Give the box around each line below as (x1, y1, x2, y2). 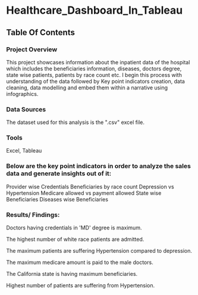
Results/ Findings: (6, 210, 60, 219)
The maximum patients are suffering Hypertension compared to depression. (6, 247, 192, 254)
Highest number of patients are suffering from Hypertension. (6, 282, 155, 289)
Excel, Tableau (6, 147, 42, 154)
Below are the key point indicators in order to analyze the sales (6, 162, 191, 170)
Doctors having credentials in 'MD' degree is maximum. (6, 224, 142, 231)
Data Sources (6, 105, 46, 113)
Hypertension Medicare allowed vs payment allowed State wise (6, 189, 162, 197)
